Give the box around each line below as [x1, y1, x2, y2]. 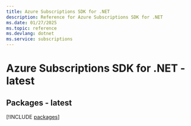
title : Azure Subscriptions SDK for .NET [6, 8, 110, 15]
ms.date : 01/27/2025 [6, 20, 58, 25]
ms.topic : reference [6, 25, 58, 31]
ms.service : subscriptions [6, 36, 73, 42]
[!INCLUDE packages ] [6, 114, 60, 120]
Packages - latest [6, 98, 72, 108]
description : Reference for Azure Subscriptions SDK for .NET [6, 14, 163, 20]
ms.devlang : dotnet [6, 31, 55, 37]
